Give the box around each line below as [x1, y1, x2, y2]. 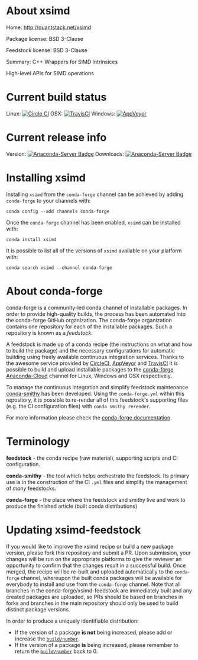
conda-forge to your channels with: [6, 197, 91, 204]
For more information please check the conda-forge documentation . [6, 414, 173, 421]
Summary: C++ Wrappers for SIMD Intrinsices [6, 58, 118, 65]
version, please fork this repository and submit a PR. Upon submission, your [6, 549, 191, 556]
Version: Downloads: [6, 150, 124, 158]
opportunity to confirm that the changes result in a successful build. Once [6, 562, 186, 569]
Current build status [6, 91, 107, 104]
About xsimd [6, 4, 70, 18]
